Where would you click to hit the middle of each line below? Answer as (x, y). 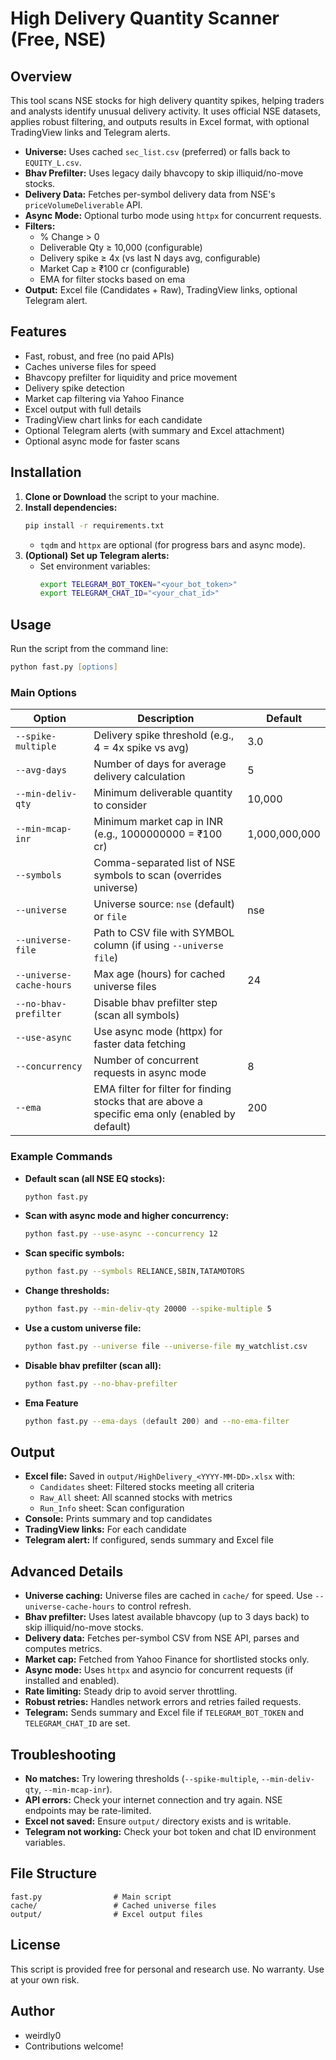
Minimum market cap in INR (158, 822)
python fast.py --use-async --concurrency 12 (121, 1234)
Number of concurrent (146, 1060)
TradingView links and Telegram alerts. (90, 132)
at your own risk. (45, 1979)
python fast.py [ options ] (64, 667)
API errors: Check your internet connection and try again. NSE (153, 1800)
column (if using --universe (158, 945)
